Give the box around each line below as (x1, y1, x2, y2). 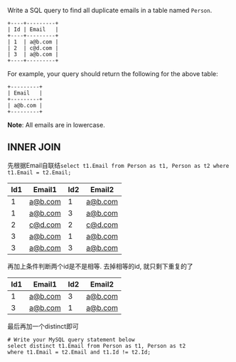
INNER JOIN (7, 142, 61, 154)
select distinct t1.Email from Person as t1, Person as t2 (7, 342, 186, 349)
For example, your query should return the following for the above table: (7, 70, 218, 78)
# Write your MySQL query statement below (7, 336, 135, 344)
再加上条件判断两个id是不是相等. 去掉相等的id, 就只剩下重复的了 (7, 262, 193, 270)
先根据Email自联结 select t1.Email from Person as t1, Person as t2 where (7, 161, 230, 169)
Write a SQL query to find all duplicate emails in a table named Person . (7, 6, 213, 14)
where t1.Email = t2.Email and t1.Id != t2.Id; (7, 348, 151, 356)
